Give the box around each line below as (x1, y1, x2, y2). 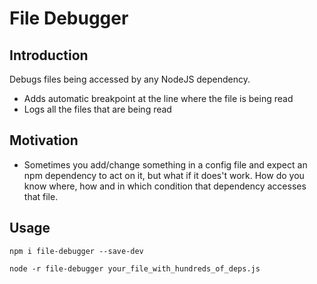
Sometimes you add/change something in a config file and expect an (23, 158, 308, 171)
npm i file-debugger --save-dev (9, 246, 144, 256)
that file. (23, 190, 59, 202)
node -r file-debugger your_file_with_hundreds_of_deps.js (9, 263, 261, 274)
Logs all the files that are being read (23, 103, 172, 115)
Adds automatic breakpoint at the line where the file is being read (23, 93, 294, 104)
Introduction (9, 47, 89, 64)
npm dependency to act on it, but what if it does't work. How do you (23, 169, 305, 181)
